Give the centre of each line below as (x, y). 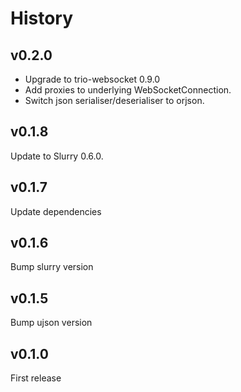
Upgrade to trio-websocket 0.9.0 (92, 79)
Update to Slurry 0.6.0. (57, 156)
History (42, 18)
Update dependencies (56, 211)
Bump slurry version (52, 267)
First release (36, 378)
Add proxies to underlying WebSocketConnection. (128, 90)
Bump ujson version (51, 323)
